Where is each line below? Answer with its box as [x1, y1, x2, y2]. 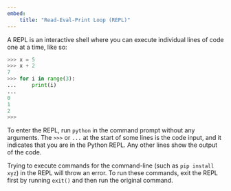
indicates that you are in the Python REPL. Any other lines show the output [7, 141, 218, 149]
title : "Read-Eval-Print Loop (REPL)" [19, 17, 131, 23]
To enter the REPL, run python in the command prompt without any [7, 126, 195, 134]
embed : [7, 10, 26, 17]
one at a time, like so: [7, 43, 67, 51]
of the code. [7, 148, 42, 157]
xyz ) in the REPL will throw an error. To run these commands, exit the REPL [7, 169, 218, 177]
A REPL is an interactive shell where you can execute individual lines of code [7, 35, 224, 43]
